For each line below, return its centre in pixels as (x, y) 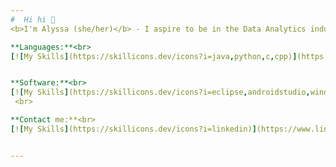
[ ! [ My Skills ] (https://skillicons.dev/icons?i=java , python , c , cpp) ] (154, 56)
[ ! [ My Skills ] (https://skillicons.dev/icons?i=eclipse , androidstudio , (160, 92)
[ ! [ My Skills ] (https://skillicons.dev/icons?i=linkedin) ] (133, 129)
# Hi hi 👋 (33, 19)
